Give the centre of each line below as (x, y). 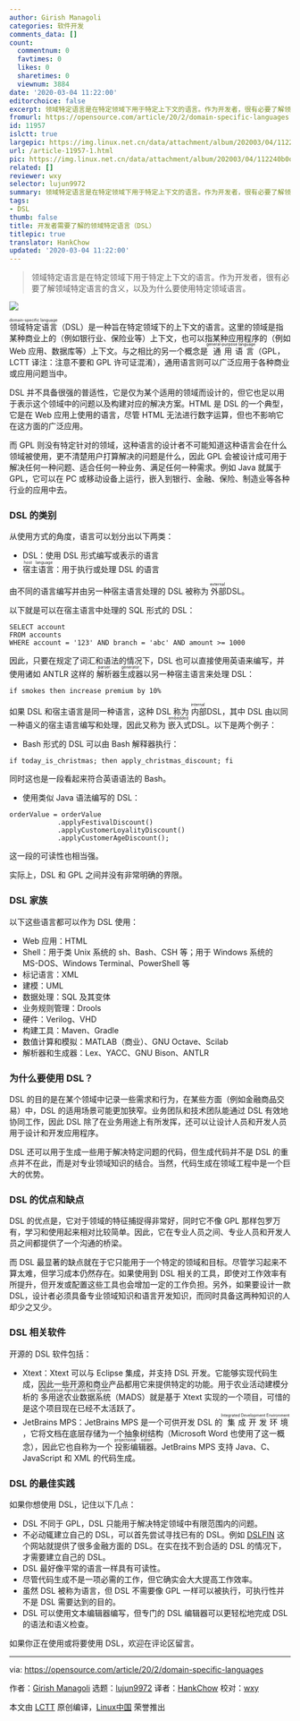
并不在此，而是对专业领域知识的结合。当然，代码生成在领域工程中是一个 (150, 1163)
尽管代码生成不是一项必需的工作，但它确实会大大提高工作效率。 (139, 1579)
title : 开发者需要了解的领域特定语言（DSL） (83, 226)
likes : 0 (33, 68)
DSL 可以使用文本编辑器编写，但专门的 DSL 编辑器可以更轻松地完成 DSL (155, 1613)
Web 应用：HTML (54, 940)
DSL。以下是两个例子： (233, 725)
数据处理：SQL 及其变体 (67, 997)
